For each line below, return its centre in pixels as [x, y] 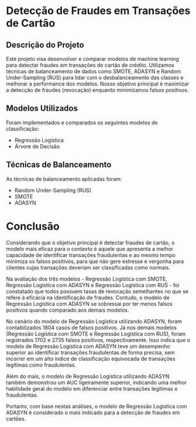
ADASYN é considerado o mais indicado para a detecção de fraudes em [93, 412]
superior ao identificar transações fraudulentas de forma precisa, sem [90, 352]
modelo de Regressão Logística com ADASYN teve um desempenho [88, 346]
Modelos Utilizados [42, 109]
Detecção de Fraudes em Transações [98, 11]
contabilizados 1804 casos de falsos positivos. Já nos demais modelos [92, 327]
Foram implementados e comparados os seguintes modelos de [82, 122]
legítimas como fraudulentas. [41, 365]
